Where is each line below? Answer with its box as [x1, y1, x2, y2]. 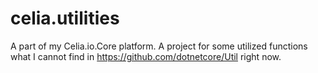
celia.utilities [10, 7, 120, 30]
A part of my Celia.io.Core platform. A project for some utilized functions [10, 40, 308, 52]
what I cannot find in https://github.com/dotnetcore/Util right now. [10, 50, 282, 62]
